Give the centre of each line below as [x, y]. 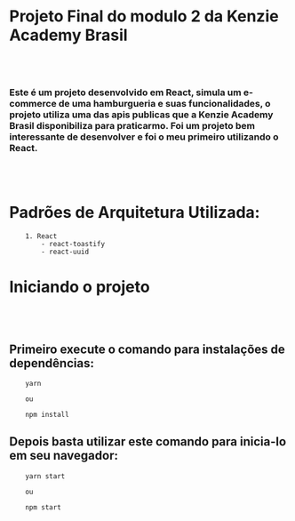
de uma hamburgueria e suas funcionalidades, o [164, 103]
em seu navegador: [64, 456]
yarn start [45, 476]
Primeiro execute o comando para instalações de [147, 349]
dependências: [52, 363]
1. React [41, 236]
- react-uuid [65, 252]
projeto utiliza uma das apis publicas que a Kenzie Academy [141, 115]
